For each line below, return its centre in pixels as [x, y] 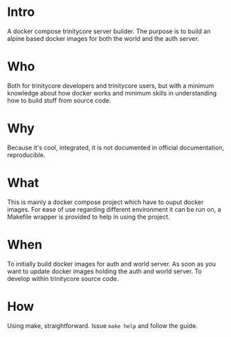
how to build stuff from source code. [59, 100]
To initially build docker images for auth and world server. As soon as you [112, 264]
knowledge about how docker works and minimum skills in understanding [112, 93]
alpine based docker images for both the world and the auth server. [103, 38]
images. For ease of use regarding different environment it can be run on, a [114, 209]
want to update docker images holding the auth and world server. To [104, 271]
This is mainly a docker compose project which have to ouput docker [105, 202]
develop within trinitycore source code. [63, 278]
